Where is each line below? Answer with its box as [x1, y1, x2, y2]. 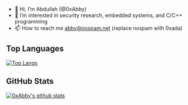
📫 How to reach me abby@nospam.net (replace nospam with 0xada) [14, 25, 183, 32]
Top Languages [6, 44, 64, 54]
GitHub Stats [6, 76, 54, 86]
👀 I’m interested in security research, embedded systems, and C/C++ [14, 12, 183, 19]
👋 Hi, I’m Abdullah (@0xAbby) [14, 6, 87, 12]
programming [14, 18, 48, 25]
